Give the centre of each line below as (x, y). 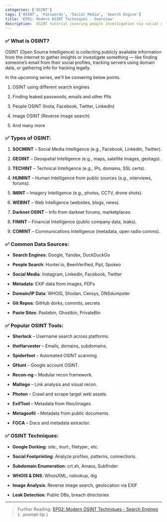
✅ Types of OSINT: (28, 138)
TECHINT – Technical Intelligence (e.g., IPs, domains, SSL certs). (79, 168)
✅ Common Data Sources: (37, 244)
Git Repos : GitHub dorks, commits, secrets (56, 303)
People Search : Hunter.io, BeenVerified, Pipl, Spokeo (67, 265)
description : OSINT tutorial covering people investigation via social (82, 24)
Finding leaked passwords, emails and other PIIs (62, 96)
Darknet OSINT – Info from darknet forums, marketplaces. (72, 212)
